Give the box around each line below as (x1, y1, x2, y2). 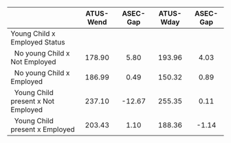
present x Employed (10, 125, 76, 134)
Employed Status (10, 38, 65, 47)
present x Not (10, 96, 55, 105)
